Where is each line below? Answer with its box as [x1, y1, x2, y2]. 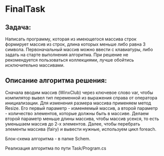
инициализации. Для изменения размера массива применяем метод [5, 100, 151, 106]
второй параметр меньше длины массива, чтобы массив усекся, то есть [5, 116, 159, 122]
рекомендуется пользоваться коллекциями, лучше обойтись [5, 57, 134, 62]
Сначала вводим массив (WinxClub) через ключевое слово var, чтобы [5, 90, 154, 95]
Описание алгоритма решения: [5, 76, 107, 85]
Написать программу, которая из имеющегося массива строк [5, 36, 137, 42]
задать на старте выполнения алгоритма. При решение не [5, 52, 129, 58]
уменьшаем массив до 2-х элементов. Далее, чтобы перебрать [5, 121, 140, 126]
